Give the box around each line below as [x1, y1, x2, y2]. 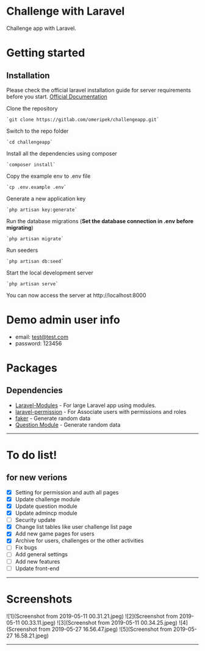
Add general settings [15, 551, 68, 558]
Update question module [15, 502, 77, 510]
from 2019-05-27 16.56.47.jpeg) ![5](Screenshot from [38, 625, 172, 633]
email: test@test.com [15, 333, 69, 340]
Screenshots [6, 592, 73, 606]
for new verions [6, 473, 68, 483]
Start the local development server [6, 269, 93, 276]
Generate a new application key [6, 194, 86, 202]
